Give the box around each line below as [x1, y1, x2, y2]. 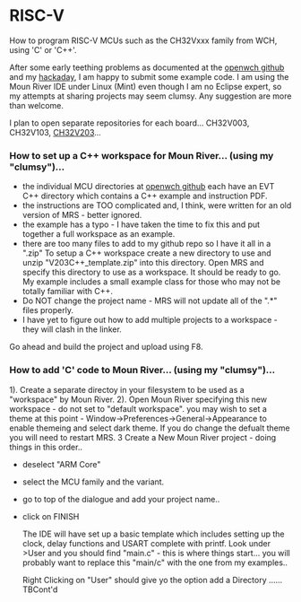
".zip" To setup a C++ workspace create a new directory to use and [21, 248, 271, 258]
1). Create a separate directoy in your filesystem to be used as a [9, 384, 245, 395]
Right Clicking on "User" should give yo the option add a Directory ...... [21, 574, 283, 585]
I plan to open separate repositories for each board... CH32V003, [9, 118, 250, 128]
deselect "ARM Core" [21, 458, 101, 469]
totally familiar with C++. [21, 286, 114, 297]
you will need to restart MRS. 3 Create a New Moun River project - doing [9, 432, 277, 442]
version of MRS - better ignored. [21, 210, 142, 221]
